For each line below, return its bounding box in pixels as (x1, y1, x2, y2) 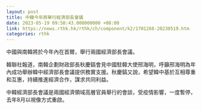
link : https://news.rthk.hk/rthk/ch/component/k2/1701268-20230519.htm (6, 25, 189, 32)
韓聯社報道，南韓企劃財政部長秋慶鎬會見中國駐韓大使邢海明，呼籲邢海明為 (6, 61, 191, 68)
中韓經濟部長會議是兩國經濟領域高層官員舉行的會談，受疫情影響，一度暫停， (6, 89, 196, 96)
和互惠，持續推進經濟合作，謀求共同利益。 (6, 76, 112, 83)
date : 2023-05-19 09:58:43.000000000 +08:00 (6, 20, 120, 26)
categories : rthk (6, 31, 50, 37)
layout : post (6, 8, 39, 15)
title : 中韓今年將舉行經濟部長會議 (6, 14, 84, 20)
